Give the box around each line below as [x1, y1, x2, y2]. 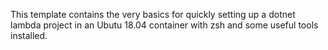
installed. [10, 30, 48, 41]
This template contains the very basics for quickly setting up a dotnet [10, 9, 296, 20]
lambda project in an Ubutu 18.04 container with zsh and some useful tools [10, 19, 319, 31]
